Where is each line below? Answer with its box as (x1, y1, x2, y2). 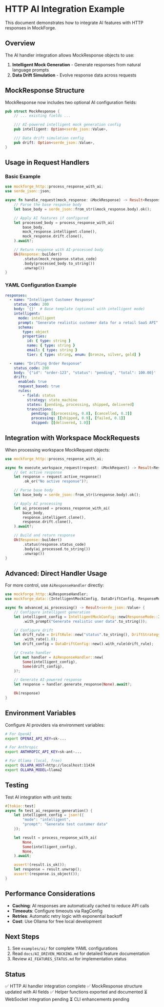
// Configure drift (14, 628, 54, 633)
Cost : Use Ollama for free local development (12, 918, 102, 924)
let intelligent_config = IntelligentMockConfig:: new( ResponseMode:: (14, 614, 159, 619)
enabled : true (18, 379, 47, 384)
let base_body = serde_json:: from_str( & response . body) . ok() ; (14, 492, 141, 498)
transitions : (26, 406, 54, 412)
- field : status (22, 393, 56, 398)
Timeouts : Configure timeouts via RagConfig (12, 908, 102, 914)
